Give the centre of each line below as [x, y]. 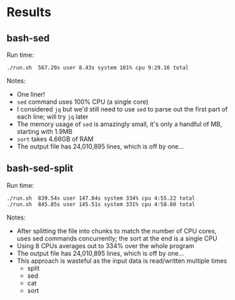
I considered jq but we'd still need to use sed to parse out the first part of [122, 109]
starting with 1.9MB [45, 131]
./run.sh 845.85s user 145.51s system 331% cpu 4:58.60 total [101, 204]
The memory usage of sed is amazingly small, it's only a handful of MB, [119, 124]
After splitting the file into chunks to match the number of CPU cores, [116, 231]
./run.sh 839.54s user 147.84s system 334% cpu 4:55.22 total [101, 198]
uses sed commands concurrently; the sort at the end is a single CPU [117, 238]
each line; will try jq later [53, 117]
